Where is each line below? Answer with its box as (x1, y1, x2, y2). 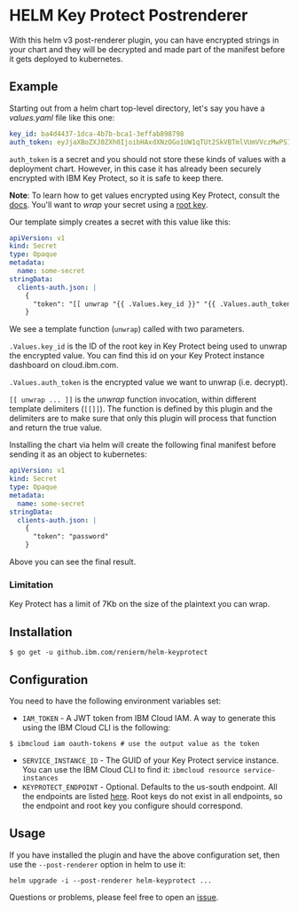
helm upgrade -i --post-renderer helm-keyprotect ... (9, 876, 213, 885)
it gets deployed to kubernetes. (9, 53, 123, 64)
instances (21, 774, 59, 782)
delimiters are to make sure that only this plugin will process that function (9, 413, 277, 424)
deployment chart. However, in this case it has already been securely (9, 163, 262, 174)
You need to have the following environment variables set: (9, 695, 222, 706)
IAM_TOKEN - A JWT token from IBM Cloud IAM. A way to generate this (21, 712, 277, 723)
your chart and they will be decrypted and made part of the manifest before (9, 43, 286, 54)
